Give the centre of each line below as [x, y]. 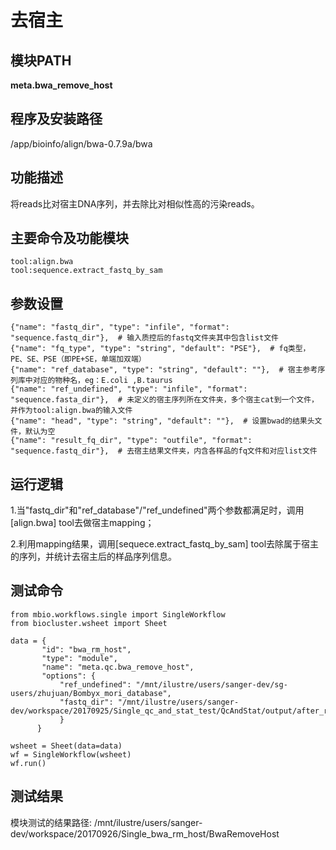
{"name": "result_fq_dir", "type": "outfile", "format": [131, 441]
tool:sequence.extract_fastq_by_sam [86, 271]
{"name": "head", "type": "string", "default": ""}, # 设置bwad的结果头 [162, 421]
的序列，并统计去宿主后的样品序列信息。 [93, 557]
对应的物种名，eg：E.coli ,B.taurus [102, 381]
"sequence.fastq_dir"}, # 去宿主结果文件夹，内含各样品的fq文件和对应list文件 [164, 451]
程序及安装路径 [56, 119]
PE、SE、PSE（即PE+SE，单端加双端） [78, 359]
